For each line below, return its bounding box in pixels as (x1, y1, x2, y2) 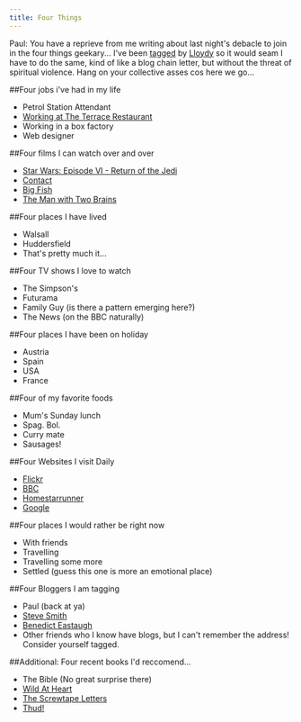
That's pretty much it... (22, 248, 107, 258)
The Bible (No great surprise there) (22, 673, 153, 684)
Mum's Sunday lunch (22, 410, 102, 420)
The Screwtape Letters (22, 692, 108, 703)
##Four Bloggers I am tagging (9, 582, 120, 594)
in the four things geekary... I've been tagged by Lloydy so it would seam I (9, 47, 283, 59)
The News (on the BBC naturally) (22, 311, 145, 322)
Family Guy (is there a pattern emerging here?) (22, 302, 196, 312)
